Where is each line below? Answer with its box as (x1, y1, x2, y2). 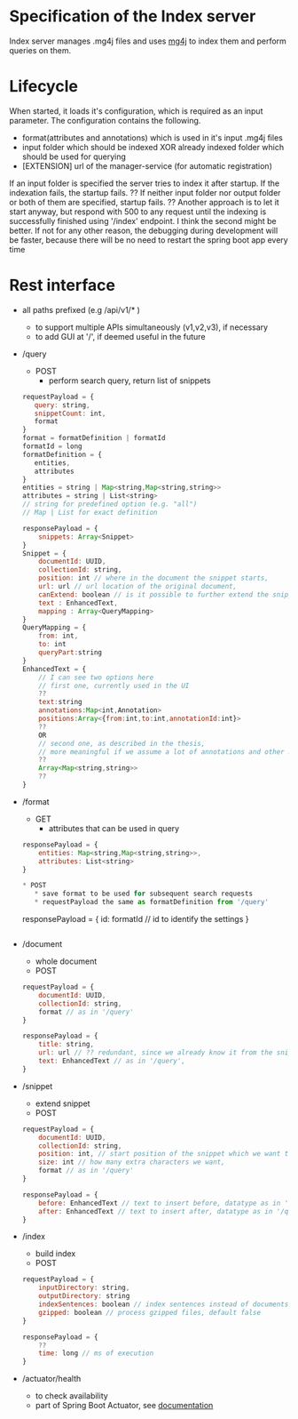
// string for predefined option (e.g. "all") (21, 500, 198, 509)
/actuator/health (21, 1374, 82, 1384)
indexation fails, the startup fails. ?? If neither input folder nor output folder (9, 187, 281, 197)
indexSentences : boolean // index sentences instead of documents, (38, 1300, 293, 1309)
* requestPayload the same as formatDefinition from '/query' (34, 898, 269, 907)
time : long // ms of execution (38, 1349, 154, 1358)
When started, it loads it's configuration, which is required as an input (9, 105, 263, 116)
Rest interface (9, 276, 115, 295)
